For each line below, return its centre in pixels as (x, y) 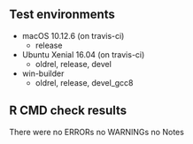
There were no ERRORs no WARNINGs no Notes (96, 132)
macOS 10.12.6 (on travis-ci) (73, 35)
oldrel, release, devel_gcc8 (85, 82)
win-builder (43, 73)
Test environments (62, 15)
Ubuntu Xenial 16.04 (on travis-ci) (83, 54)
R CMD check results (68, 111)
